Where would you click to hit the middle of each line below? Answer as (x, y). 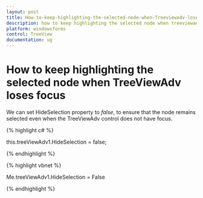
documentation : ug (29, 40)
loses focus (36, 96)
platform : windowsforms (36, 29)
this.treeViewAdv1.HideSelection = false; (56, 142)
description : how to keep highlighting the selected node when (88, 23)
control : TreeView (29, 34)
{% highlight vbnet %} (34, 165)
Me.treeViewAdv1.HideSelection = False (56, 177)
